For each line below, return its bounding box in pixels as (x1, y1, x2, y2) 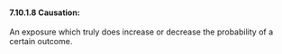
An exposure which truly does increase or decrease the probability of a (9, 27, 274, 37)
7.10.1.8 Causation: (9, 7, 81, 18)
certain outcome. (9, 36, 73, 47)
